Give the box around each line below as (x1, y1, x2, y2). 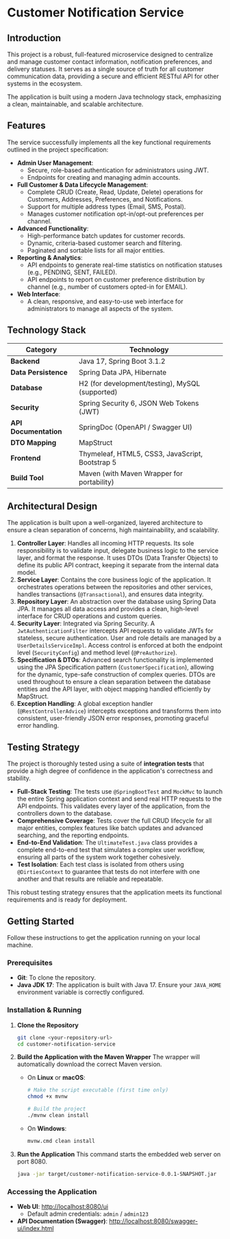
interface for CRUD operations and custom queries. (16, 612, 162, 620)
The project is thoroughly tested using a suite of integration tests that (7, 759, 205, 768)
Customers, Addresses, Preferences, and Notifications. (27, 195, 183, 203)
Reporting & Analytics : (16, 253, 84, 261)
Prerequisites (7, 958, 53, 967)
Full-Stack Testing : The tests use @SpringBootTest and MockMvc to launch (16, 788, 223, 796)
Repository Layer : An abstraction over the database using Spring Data (16, 598, 216, 606)
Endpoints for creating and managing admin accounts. (27, 173, 181, 181)
